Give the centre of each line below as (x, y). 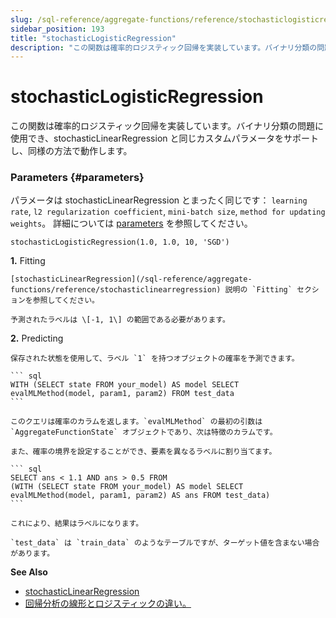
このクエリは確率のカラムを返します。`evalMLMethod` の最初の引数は (136, 422)
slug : (21, 19)
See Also (29, 572)
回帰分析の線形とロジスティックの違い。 (108, 603)
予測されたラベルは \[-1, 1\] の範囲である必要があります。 (120, 320)
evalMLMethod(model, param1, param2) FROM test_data (122, 394)
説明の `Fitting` (258, 290)
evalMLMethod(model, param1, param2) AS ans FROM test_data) (140, 496)
